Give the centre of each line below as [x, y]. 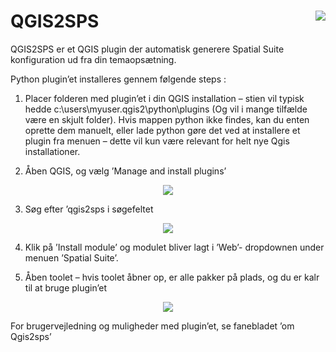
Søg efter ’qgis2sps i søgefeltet [89, 209]
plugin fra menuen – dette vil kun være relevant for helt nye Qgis [157, 141]
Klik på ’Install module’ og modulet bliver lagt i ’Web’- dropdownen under [174, 247]
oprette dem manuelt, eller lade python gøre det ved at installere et [162, 130]
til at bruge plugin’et [66, 287]
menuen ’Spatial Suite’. [71, 257]
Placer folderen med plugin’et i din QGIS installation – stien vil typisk [164, 98]
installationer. [52, 151]
